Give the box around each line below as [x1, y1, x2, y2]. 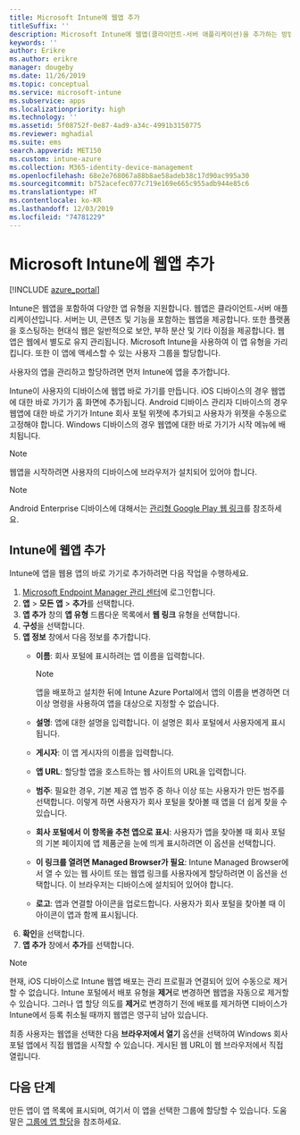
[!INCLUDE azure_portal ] [9, 284, 100, 295]
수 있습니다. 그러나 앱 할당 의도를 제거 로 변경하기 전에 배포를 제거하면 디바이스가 [9, 998, 288, 1009]
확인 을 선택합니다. [21, 928, 85, 939]
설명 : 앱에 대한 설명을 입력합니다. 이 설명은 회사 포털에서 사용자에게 [35, 717, 270, 728]
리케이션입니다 [9, 314, 61, 325]
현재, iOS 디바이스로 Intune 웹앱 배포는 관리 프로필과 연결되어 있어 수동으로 [9, 976, 271, 987]
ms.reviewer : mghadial [9, 130, 94, 139]
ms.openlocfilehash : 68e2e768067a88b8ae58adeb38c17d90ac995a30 [9, 171, 250, 180]
